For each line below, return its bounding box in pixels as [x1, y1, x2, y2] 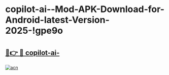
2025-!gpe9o [5, 25, 63, 36]
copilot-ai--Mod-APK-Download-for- [5, 4, 165, 15]
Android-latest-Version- [5, 14, 110, 26]
